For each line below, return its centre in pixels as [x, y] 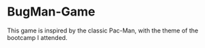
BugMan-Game [51, 12]
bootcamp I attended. [37, 37]
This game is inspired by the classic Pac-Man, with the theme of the [103, 30]
